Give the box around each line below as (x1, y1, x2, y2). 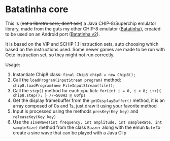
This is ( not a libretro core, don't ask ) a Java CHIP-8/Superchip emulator (5, 20, 157, 26)
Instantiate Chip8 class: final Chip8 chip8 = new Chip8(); (12, 71, 136, 77)
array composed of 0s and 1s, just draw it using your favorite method (12, 102, 157, 109)
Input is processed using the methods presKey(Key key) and (12, 108, 139, 114)
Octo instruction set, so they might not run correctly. (5, 52, 115, 58)
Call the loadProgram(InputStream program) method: (12, 77, 121, 83)
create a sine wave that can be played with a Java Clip (12, 129, 127, 135)
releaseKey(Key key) (12, 114, 56, 120)
